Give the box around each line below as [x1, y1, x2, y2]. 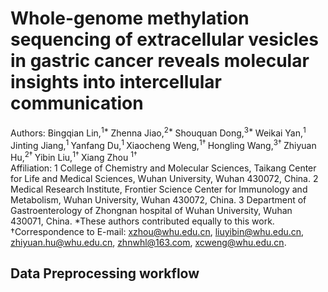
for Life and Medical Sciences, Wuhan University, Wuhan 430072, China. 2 [10, 172, 319, 184]
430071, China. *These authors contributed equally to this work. [10, 215, 275, 227]
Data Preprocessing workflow [10, 265, 200, 282]
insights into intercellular [10, 71, 222, 94]
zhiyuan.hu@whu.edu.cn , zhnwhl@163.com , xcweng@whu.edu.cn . [10, 236, 287, 248]
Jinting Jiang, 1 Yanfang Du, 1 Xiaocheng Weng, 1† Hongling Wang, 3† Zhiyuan [10, 137, 317, 151]
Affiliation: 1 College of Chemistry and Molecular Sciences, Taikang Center [10, 162, 317, 174]
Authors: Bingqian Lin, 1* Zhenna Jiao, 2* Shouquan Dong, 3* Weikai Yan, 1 [10, 125, 307, 139]
